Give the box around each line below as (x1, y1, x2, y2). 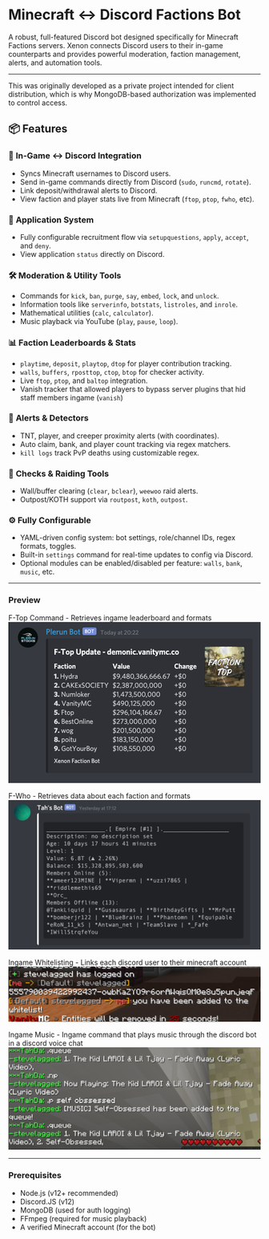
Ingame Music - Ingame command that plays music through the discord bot (8, 1030, 257, 1040)
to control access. (8, 98, 68, 108)
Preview (8, 595, 41, 606)
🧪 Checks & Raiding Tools (8, 468, 110, 479)
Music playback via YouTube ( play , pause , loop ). (19, 317, 179, 327)
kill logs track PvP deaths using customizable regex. (19, 448, 200, 457)
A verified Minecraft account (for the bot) (19, 1222, 156, 1232)
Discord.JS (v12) (19, 1196, 74, 1206)
